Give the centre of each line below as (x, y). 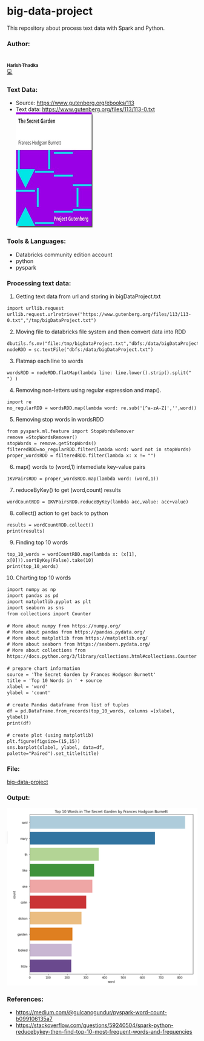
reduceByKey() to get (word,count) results (68, 490)
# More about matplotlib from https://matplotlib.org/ (77, 638)
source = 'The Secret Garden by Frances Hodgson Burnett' (81, 674)
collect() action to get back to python (62, 513)
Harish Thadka (23, 66)
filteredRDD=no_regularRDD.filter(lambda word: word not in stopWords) (99, 449)
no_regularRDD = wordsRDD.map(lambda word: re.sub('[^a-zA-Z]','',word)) (102, 408)
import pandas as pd (33, 596)
